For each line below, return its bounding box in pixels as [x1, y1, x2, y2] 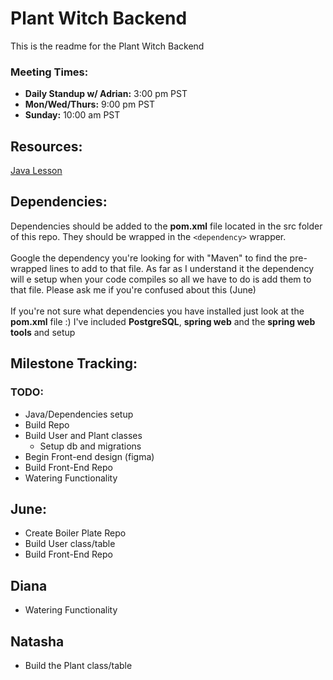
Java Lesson [10, 165, 63, 177]
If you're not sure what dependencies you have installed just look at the [10, 305, 305, 317]
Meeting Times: [10, 65, 89, 79]
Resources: [10, 138, 83, 155]
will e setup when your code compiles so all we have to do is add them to [10, 273, 312, 285]
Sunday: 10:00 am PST [24, 109, 121, 121]
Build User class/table [24, 538, 116, 550]
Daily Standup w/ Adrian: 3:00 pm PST [24, 88, 188, 100]
